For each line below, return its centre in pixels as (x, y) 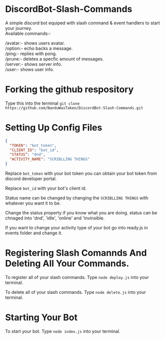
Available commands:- (28, 33)
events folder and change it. (34, 233)
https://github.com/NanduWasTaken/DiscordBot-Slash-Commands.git (74, 108)
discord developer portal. (31, 179)
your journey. (19, 28)
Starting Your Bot (41, 317)
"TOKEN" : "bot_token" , (33, 145)
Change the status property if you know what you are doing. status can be (81, 213)
